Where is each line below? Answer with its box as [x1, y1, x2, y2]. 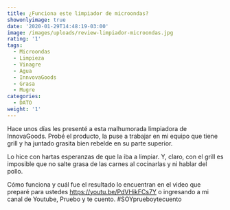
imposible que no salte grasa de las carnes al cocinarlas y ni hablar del [7, 159, 207, 168]
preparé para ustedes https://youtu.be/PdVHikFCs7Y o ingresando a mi [7, 187, 209, 196]
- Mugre [13, 86, 36, 93]
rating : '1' [7, 36, 41, 43]
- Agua [13, 67, 32, 74]
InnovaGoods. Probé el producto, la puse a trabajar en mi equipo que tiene [7, 132, 218, 140]
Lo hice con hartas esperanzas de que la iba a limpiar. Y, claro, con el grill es [7, 152, 224, 161]
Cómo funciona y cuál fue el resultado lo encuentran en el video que [7, 180, 201, 189]
